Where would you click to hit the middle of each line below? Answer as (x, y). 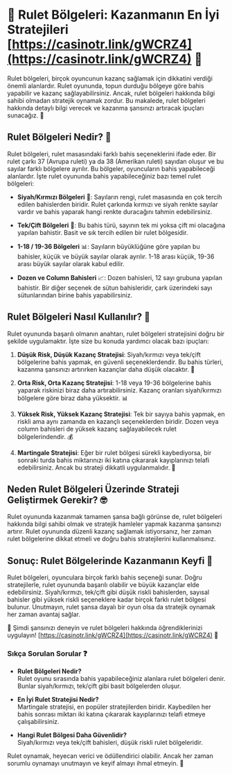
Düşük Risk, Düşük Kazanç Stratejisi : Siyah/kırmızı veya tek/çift (109, 354)
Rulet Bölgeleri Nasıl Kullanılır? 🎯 (79, 317)
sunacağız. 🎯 (26, 115)
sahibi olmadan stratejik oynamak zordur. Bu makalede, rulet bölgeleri (106, 100)
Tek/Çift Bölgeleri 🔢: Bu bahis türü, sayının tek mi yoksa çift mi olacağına (121, 225)
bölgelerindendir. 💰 (45, 436)
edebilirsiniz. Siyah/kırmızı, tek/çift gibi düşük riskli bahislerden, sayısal (108, 592)
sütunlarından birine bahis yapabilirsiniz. (75, 295)
